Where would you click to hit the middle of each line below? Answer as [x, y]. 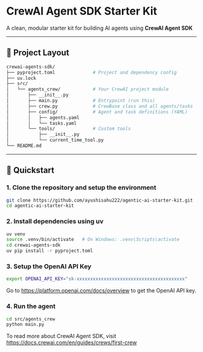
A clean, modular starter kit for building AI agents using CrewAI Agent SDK [100, 28]
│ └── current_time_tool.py [55, 140]
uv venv [16, 234]
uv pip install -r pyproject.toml [50, 251]
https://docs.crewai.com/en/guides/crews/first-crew [72, 343]
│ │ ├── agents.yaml [43, 117]
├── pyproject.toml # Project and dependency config [92, 72]
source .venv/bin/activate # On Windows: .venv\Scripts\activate [93, 240]
